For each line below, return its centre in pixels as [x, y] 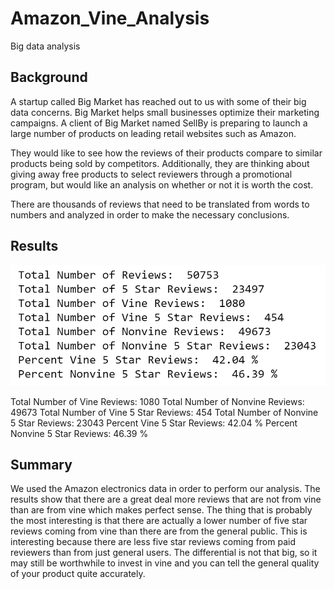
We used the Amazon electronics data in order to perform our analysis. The [165, 489]
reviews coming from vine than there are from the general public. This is [159, 531]
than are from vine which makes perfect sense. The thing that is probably [161, 510]
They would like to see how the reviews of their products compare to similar [166, 153]
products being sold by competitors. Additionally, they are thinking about [160, 163]
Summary [41, 464]
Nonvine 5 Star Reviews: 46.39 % [79, 433]
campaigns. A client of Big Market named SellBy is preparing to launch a [159, 123]
